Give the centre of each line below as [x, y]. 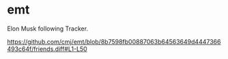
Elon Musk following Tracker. [48, 28]
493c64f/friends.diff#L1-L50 [47, 49]
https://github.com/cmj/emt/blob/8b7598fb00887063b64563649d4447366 [114, 41]
